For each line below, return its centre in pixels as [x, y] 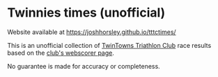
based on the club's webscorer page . [61, 53]
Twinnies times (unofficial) [86, 13]
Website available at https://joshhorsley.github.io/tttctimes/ [92, 32]
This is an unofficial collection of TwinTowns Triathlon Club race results [109, 45]
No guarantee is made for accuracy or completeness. [84, 66]
